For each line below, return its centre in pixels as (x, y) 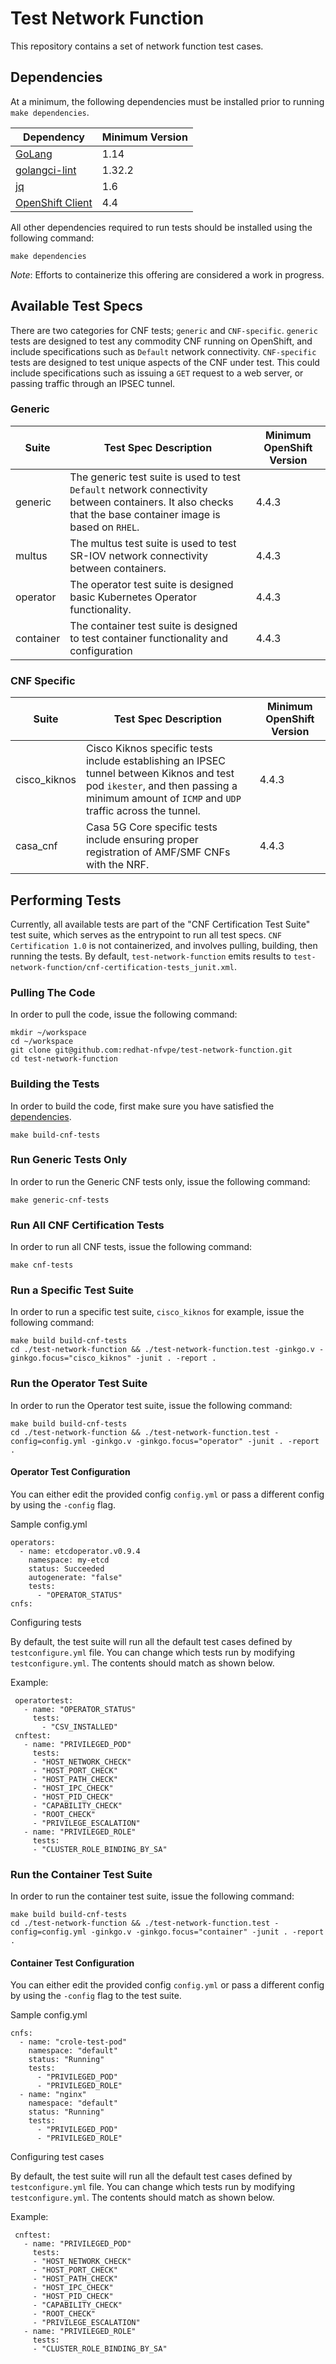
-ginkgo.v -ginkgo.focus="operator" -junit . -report (205, 1441)
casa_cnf (36, 846)
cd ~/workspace (42, 1042)
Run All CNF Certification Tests (87, 1225)
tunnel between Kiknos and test (160, 774)
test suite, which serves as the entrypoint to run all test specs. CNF (146, 934)
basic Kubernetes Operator (133, 597)
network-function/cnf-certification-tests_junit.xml (122, 967)
